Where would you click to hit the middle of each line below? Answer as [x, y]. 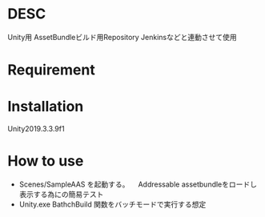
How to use [46, 161]
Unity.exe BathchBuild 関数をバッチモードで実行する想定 [112, 204]
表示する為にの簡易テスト [61, 194]
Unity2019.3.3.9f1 [36, 129]
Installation [46, 107]
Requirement [51, 70]
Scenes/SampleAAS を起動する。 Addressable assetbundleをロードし [138, 184]
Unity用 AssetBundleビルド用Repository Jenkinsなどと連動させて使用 [122, 37]
